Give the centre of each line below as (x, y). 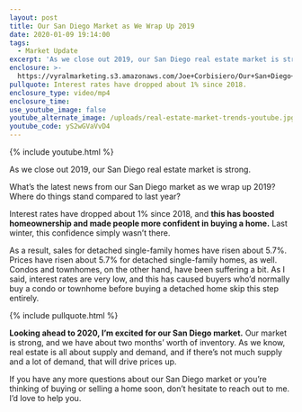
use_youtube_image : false (58, 110)
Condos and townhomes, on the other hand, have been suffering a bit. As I (147, 269)
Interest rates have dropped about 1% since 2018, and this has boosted (142, 214)
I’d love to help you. (45, 398)
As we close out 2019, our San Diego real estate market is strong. (130, 169)
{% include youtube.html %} (62, 152)
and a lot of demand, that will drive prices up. (93, 362)
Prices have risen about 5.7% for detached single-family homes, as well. (143, 260)
